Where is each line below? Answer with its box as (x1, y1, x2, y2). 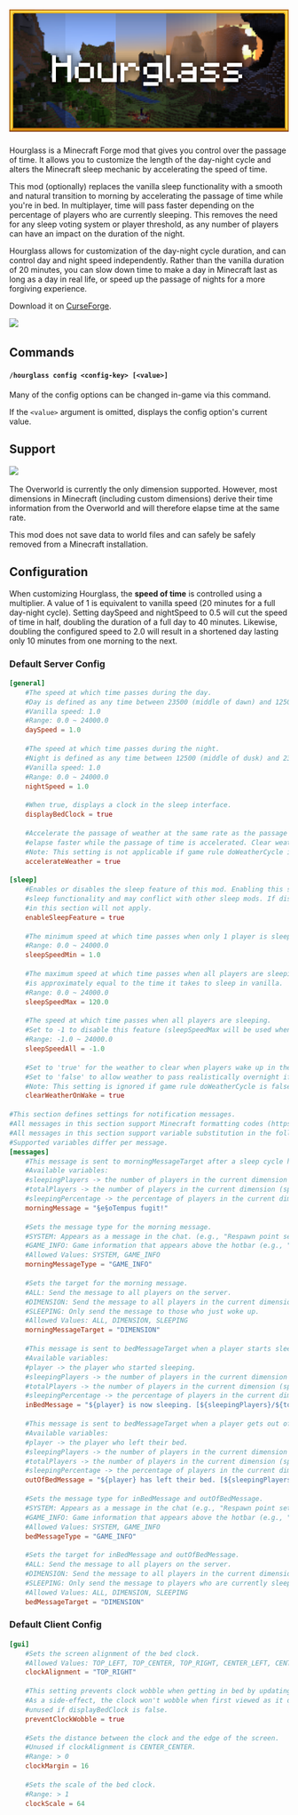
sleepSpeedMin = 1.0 (25, 951, 101, 960)
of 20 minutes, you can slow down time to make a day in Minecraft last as (9, 265, 278, 276)
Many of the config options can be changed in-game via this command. (9, 389, 271, 400)
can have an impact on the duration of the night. (9, 228, 185, 239)
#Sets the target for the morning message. (25, 1278, 189, 1288)
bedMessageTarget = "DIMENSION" (25, 1597, 145, 1606)
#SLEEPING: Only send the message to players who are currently (25, 1579, 268, 1587)
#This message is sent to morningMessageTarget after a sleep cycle (25, 1156, 284, 1166)
